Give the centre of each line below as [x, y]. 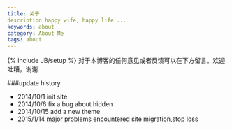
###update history [34, 83]
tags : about [24, 40]
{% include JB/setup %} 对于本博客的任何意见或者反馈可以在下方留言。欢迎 [116, 61]
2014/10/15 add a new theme [59, 112]
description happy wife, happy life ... [67, 20]
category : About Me [36, 33]
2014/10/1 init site [42, 97]
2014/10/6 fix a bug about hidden [65, 104]
